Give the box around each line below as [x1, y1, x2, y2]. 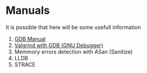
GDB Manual [14, 35, 46, 42]
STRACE [14, 61, 36, 68]
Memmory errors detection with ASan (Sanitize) [14, 48, 133, 55]
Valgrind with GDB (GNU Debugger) [14, 42, 104, 49]
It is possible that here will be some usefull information [5, 24, 141, 31]
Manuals [5, 4, 50, 17]
